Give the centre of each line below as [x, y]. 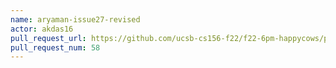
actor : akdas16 [42, 29]
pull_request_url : [48, 38]
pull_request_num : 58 [55, 47]
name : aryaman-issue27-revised [75, 19]
